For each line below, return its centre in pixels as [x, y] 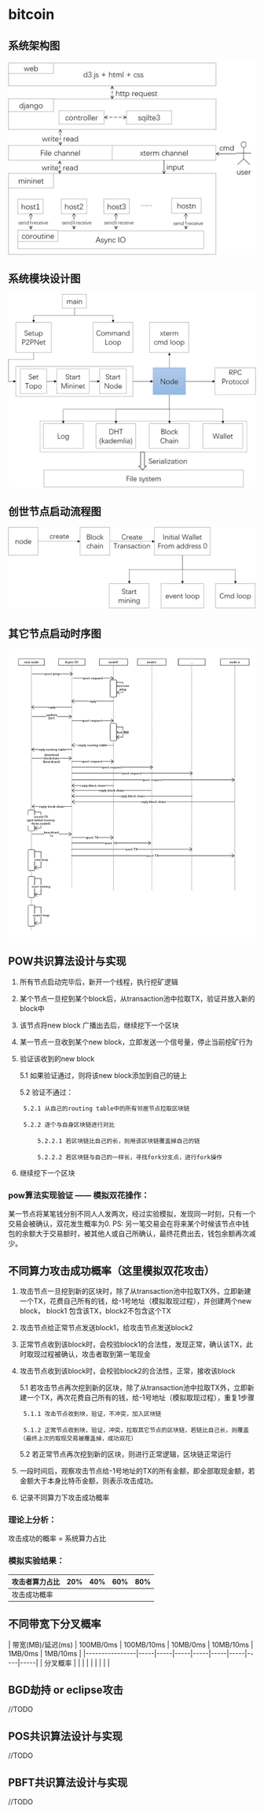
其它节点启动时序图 [55, 633]
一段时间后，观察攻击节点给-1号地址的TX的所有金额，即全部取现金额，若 [137, 1470]
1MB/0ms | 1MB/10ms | [45, 1653]
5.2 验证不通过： [46, 1092]
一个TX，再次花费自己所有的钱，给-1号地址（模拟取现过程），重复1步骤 [141, 1397]
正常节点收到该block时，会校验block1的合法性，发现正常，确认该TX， [133, 1344]
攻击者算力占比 [36, 1582]
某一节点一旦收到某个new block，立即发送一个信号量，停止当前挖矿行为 [136, 1042]
